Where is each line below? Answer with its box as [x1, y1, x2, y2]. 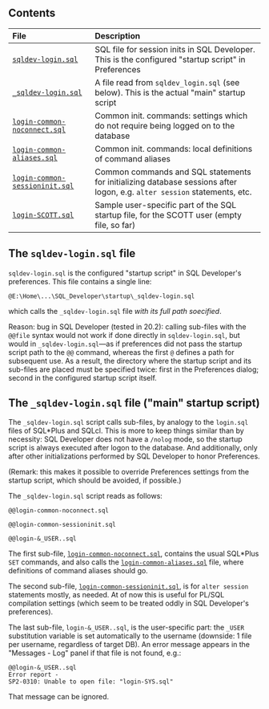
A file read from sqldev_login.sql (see [94, 76, 240, 88]
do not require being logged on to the [94, 120, 235, 131]
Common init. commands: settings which [94, 110, 248, 121]
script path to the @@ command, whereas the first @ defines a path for [8, 347, 235, 357]
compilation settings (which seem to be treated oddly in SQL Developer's [8, 598, 250, 609]
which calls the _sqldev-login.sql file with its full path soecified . [8, 306, 222, 316]
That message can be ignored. [8, 692, 110, 702]
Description [94, 30, 141, 41]
